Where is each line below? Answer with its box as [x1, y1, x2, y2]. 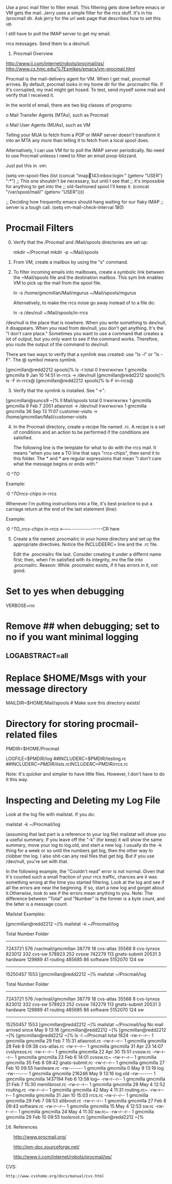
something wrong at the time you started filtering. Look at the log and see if [6, 879, 165, 886]
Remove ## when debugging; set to [6, 620, 160, 632]
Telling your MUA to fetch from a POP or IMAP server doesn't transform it [6, 132, 160, 138]
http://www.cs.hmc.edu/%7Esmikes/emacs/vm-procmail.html [6, 66, 135, 72]
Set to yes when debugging [6, 585, 125, 597]
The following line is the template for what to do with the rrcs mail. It [13, 444, 157, 451]
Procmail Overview [13, 51, 53, 56]
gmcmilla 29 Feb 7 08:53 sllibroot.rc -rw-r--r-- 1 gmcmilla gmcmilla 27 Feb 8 [6, 1098, 166, 1104]
